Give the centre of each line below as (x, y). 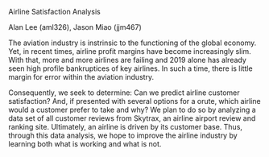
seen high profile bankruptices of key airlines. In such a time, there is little (130, 68)
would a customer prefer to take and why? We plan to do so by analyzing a (132, 109)
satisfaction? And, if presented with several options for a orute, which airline (134, 101)
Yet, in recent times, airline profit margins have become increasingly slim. (130, 51)
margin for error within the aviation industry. (81, 77)
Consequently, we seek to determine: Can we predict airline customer (124, 93)
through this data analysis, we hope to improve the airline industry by (123, 135)
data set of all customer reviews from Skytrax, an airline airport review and (132, 118)
